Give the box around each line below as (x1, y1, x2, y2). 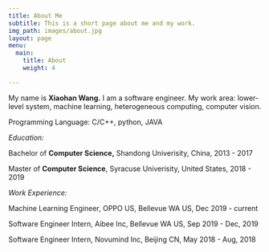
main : (15, 49, 35, 57)
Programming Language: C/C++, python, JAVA (8, 117, 163, 127)
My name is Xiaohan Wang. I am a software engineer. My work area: (8, 93, 236, 103)
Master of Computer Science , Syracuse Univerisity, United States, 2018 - (8, 164, 251, 173)
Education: (8, 132, 44, 142)
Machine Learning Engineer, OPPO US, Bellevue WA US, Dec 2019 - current (8, 203, 259, 213)
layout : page (8, 34, 52, 43)
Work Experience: (8, 188, 67, 197)
